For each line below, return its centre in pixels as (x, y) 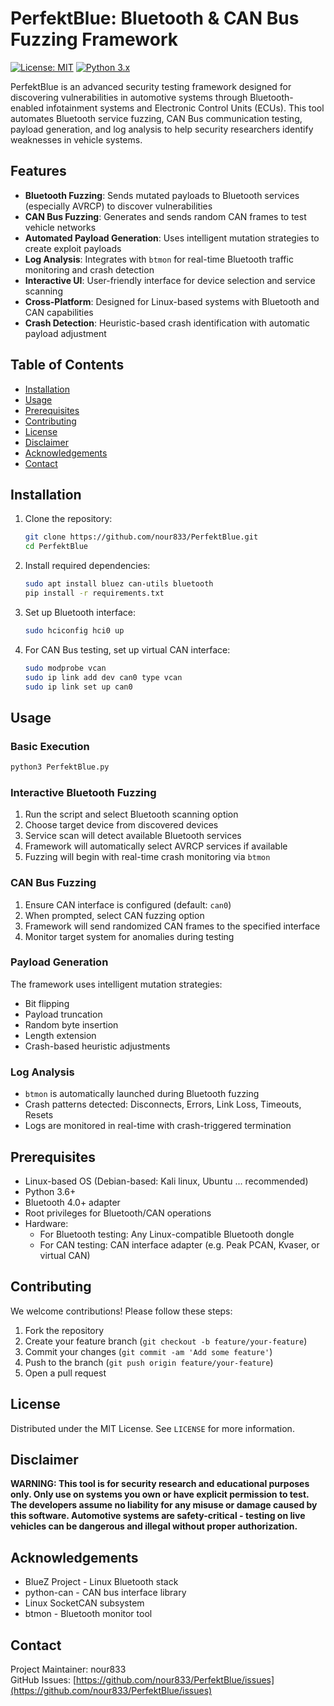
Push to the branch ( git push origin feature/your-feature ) (149, 1362)
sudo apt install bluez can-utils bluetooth (119, 584)
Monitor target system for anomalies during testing (129, 936)
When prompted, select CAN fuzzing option (114, 915)
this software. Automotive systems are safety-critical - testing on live (158, 1516)
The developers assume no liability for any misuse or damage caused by (164, 1505)
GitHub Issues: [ (43, 1680)
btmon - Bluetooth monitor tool (88, 1614)
